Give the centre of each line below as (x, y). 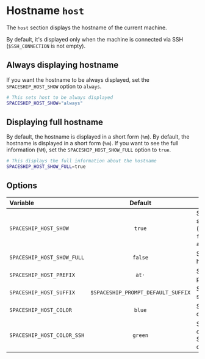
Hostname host (45, 11)
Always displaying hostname (63, 65)
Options (22, 186)
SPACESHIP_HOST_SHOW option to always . (54, 86)
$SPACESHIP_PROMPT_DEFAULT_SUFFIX (141, 292)
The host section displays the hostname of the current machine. (87, 27)
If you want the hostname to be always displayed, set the (78, 79)
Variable (22, 203)
